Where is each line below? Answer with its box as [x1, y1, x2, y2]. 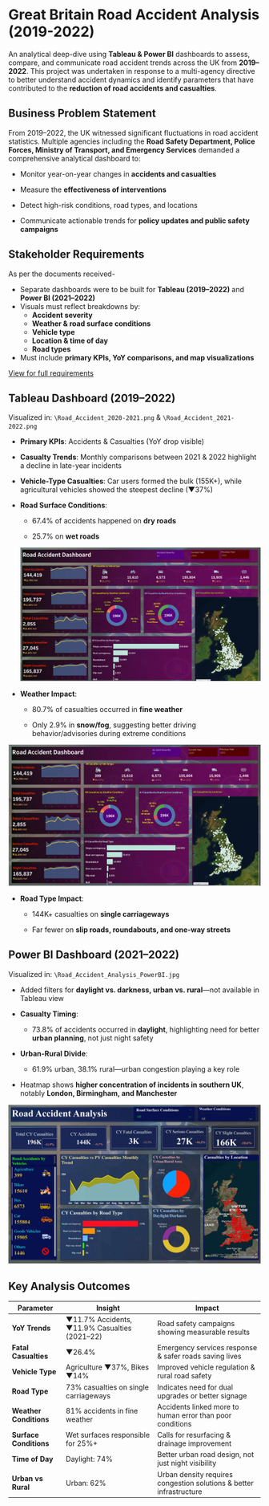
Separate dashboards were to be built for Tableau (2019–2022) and [19, 284, 245, 294]
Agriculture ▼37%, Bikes [65, 1362, 150, 1372]
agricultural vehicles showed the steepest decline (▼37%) [19, 485, 214, 495]
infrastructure [157, 1487, 203, 1496]
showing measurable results [157, 1327, 251, 1337]
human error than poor [157, 1410, 232, 1420]
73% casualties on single [65, 1382, 150, 1392]
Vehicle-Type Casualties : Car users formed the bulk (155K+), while [19, 476, 243, 486]
